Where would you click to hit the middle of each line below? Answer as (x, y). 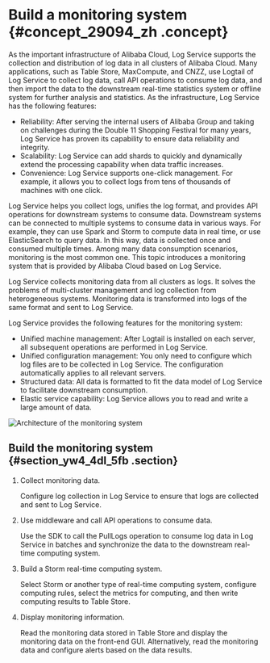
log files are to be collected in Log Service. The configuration (122, 364)
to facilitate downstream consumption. (84, 390)
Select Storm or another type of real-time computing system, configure (138, 584)
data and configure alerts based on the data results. (106, 650)
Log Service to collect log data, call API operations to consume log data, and (135, 80)
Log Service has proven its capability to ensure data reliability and (129, 138)
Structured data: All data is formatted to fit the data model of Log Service (141, 381)
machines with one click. (61, 190)
